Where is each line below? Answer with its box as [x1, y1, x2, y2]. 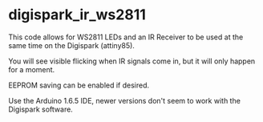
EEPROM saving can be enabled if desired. [8, 80, 150, 90]
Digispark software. [8, 104, 74, 114]
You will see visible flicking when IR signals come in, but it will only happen [8, 56, 256, 66]
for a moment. [8, 64, 55, 74]
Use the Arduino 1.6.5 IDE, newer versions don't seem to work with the [8, 96, 241, 105]
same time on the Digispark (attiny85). [8, 40, 135, 50]
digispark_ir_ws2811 [8, 6, 147, 24]
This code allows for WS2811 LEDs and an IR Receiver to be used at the [8, 32, 244, 42]
